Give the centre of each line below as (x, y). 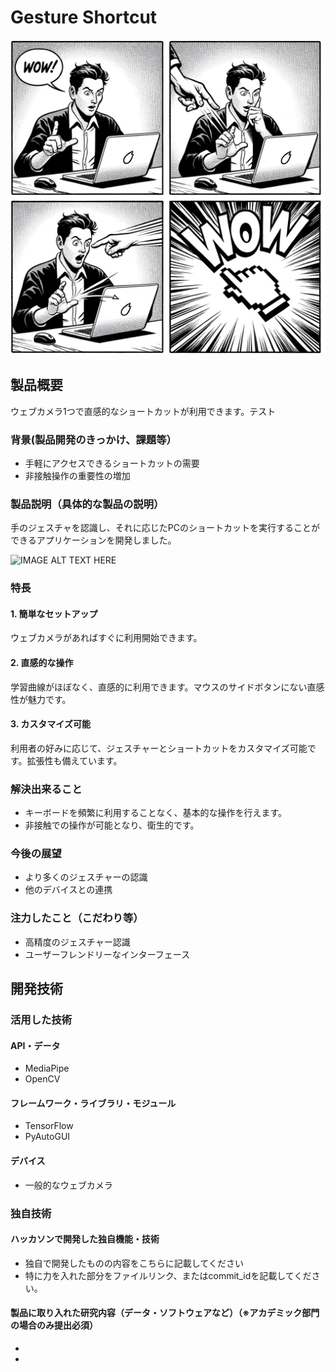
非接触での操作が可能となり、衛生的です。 (112, 825)
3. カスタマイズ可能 (50, 724)
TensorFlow (49, 1126)
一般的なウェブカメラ (68, 1185)
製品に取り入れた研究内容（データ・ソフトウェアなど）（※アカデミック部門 (165, 1313)
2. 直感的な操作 (42, 663)
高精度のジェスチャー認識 (77, 942)
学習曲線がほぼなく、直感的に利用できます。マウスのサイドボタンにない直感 (167, 687)
